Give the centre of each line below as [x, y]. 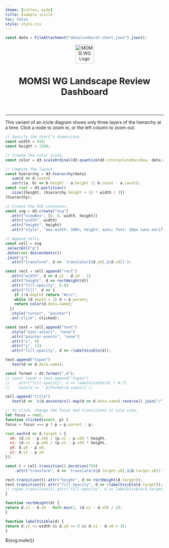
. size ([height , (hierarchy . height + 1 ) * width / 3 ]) [67, 193]
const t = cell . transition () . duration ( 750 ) [52, 466]
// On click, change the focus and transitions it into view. [72, 410]
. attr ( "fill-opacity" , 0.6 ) [39, 285]
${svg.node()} [20, 540]
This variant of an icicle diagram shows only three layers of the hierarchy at [83, 122]
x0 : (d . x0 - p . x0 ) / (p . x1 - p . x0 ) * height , [58, 438]
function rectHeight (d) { [32, 503]
